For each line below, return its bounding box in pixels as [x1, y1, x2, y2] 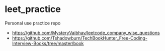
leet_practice [5, 3, 61, 15]
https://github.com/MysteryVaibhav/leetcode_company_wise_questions [12, 29, 160, 35]
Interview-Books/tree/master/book [12, 40, 84, 46]
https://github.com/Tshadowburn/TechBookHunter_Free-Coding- [12, 35, 148, 41]
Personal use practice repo [5, 20, 61, 26]
